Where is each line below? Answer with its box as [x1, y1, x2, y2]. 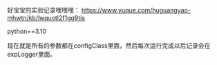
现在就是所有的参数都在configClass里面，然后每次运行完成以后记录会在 [7, 41, 211, 50]
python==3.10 [7, 27, 47, 35]
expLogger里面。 [7, 50, 57, 58]
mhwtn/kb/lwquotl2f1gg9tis [7, 14, 85, 22]
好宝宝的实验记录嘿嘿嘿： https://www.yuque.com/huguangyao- [7, 6, 191, 14]
